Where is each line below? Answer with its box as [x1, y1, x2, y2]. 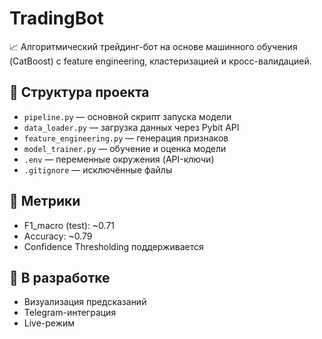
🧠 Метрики [9, 193, 81, 210]
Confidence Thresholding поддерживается [23, 240, 204, 252]
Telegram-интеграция [23, 307, 117, 319]
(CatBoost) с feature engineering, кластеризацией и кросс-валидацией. [9, 55, 312, 67]
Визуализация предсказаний [23, 296, 147, 308]
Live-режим [23, 317, 76, 329]
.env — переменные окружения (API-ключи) [23, 153, 215, 165]
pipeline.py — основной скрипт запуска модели [23, 110, 232, 122]
